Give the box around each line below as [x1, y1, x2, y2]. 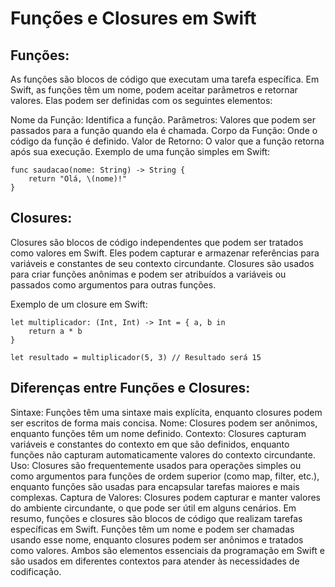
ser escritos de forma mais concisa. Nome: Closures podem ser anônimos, [10, 417, 318, 429]
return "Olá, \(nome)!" [28, 174, 128, 184]
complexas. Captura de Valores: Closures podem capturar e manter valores [10, 491, 321, 503]
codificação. [10, 565, 62, 577]
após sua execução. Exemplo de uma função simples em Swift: [10, 146, 271, 157]
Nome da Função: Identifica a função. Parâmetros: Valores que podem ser [10, 114, 317, 126]
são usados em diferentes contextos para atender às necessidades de [10, 555, 300, 567]
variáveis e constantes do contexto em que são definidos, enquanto [10, 438, 290, 450]
